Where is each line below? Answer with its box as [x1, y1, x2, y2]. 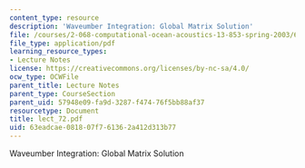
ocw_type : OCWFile [9, 73, 79, 82]
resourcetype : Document [9, 106, 100, 115]
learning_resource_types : [9, 47, 107, 56]
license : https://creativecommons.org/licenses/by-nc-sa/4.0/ [9, 64, 250, 74]
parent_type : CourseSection [9, 89, 116, 98]
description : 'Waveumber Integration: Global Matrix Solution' [9, 22, 254, 31]
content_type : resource [9, 13, 100, 23]
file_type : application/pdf [9, 38, 116, 48]
